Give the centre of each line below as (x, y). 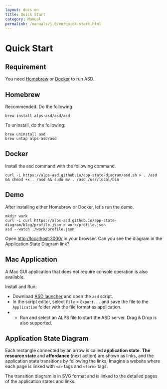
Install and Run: (21, 286)
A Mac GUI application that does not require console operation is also (77, 271)
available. (15, 277)
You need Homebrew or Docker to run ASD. (50, 79)
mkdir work (16, 216)
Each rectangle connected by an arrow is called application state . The (78, 350)
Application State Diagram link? (37, 243)
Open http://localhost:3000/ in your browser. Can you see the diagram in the (84, 238)
